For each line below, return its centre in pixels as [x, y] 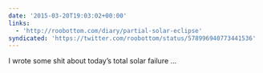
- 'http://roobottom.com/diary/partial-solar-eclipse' [109, 30]
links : [19, 23]
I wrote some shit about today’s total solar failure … [93, 61]
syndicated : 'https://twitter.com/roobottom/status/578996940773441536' [132, 38]
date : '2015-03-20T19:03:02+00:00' [68, 16]
